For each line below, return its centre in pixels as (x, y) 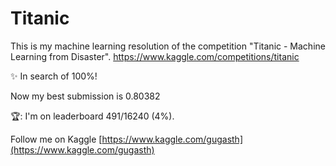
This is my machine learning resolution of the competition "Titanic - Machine (168, 46)
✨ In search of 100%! (54, 76)
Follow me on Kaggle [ (56, 139)
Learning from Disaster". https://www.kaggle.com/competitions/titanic (155, 56)
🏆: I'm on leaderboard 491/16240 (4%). (92, 116)
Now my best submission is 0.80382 (85, 96)
